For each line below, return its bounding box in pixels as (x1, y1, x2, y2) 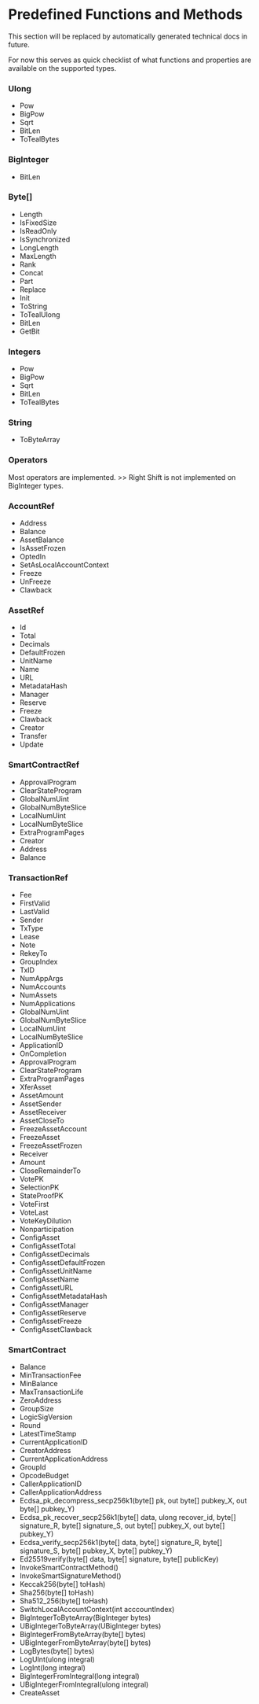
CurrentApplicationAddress (19, 1454, 108, 1464)
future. (8, 39, 30, 49)
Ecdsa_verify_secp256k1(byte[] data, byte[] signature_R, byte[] (19, 1538, 223, 1547)
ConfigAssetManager (19, 1300, 89, 1309)
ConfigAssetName (19, 1274, 79, 1284)
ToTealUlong (19, 309, 60, 319)
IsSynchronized (19, 234, 71, 244)
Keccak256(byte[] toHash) (19, 1580, 106, 1589)
